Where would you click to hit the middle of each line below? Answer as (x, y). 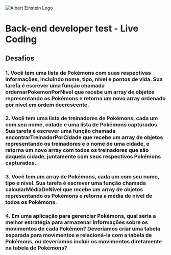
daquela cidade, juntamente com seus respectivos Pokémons (83, 157)
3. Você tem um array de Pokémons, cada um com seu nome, (82, 177)
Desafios (20, 58)
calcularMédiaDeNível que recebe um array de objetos (74, 190)
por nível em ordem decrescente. (47, 105)
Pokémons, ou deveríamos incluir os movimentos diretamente (84, 242)
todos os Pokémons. (31, 202)
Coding (21, 40)
